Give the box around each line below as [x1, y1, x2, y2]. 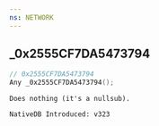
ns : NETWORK [9, 13, 54, 22]
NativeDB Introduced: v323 [9, 110, 110, 119]
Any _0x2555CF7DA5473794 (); [9, 78, 115, 88]
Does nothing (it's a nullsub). [9, 95, 130, 104]
